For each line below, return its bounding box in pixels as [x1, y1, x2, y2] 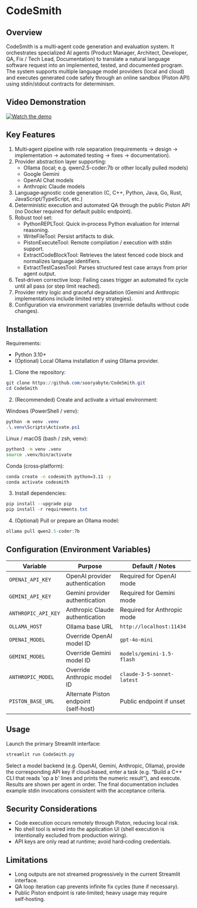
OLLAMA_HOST [9, 623, 43, 630]
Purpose [78, 562, 103, 570]
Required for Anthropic [120, 606, 183, 614]
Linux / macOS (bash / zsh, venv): [6, 435, 88, 442]
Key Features [6, 130, 56, 140]
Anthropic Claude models [23, 183, 85, 190]
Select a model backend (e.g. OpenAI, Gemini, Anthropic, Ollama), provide [6, 762, 185, 769]
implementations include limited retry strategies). [14, 295, 133, 302]
